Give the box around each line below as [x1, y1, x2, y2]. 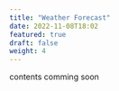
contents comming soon [9, 71, 99, 82]
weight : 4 [9, 47, 47, 56]
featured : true [9, 30, 67, 39]
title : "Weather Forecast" [9, 13, 111, 23]
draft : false [9, 38, 59, 48]
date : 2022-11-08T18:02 [9, 22, 99, 31]
